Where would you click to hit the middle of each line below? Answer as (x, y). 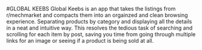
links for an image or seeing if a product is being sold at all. (80, 41)
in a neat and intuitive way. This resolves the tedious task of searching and (99, 28)
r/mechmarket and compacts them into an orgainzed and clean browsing (97, 15)
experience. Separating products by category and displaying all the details (99, 21)
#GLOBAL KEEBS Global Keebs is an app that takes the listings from (91, 9)
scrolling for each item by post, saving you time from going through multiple (101, 34)
